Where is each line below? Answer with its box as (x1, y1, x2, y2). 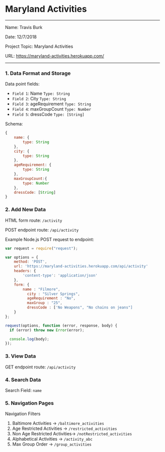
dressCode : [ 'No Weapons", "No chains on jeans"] (27, 305, 133, 310)
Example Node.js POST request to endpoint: (5, 236, 94, 242)
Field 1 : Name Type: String (12, 90, 70, 96)
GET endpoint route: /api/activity (5, 364, 76, 370)
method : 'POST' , (14, 259, 48, 264)
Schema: (5, 121, 23, 127)
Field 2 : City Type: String (12, 96, 66, 102)
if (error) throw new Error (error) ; (9, 328, 84, 332)
